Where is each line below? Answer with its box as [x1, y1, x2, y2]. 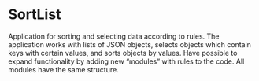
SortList [8, 6, 61, 24]
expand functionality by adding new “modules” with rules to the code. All [8, 57, 245, 66]
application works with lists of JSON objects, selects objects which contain [8, 39, 252, 49]
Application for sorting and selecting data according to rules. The [8, 31, 220, 41]
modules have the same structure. [8, 64, 120, 74]
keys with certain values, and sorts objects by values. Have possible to [8, 48, 238, 57]
